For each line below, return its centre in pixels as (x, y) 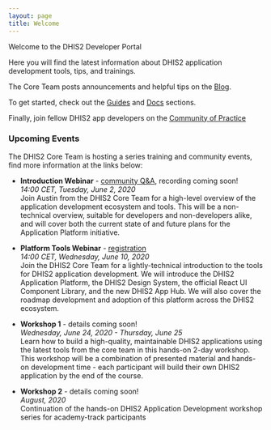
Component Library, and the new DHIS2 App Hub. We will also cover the (140, 291)
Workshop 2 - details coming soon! (79, 391)
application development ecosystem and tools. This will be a (121, 206)
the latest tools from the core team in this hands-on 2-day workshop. (135, 350)
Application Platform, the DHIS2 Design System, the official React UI (133, 282)
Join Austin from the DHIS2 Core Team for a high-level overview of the (138, 198)
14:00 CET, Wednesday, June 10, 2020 (85, 257)
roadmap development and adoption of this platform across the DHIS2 (137, 300)
